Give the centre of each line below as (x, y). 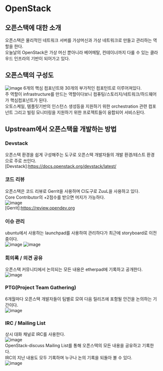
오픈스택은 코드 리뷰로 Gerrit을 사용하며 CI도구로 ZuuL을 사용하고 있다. (72, 191)
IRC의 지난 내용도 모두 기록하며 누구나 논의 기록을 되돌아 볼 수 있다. (69, 357)
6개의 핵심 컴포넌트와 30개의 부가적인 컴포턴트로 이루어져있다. (83, 88)
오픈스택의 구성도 (29, 75)
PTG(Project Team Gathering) (41, 288)
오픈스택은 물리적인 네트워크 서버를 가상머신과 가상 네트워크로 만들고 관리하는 (79, 40)
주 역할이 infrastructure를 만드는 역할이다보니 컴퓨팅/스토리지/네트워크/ (73, 94)
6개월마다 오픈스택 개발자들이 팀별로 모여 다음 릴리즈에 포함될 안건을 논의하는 (79, 299)
